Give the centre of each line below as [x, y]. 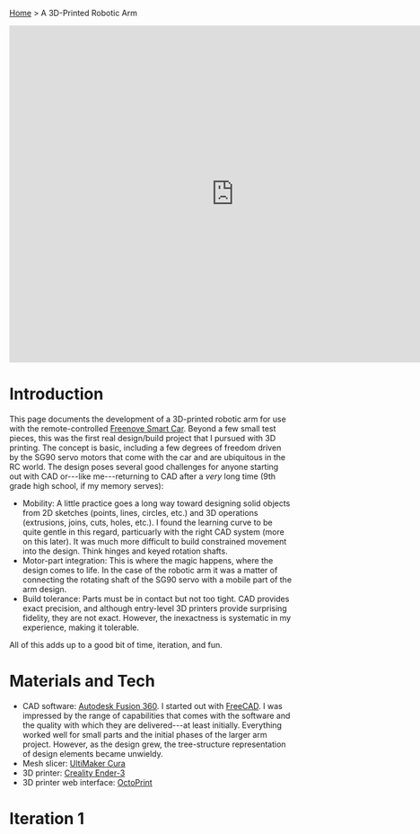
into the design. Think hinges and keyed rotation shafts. [125, 551]
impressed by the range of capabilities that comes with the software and [156, 715]
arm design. [44, 589]
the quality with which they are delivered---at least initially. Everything [152, 725]
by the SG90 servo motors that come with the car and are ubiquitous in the [147, 457]
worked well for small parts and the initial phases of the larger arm [144, 734]
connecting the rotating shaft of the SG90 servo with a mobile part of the [157, 580]
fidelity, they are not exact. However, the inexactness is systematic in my [157, 617]
